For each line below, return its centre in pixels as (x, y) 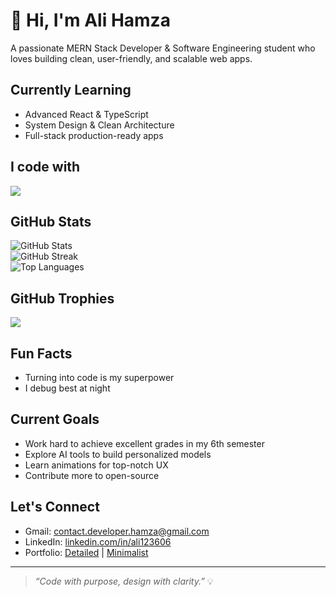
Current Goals (55, 419)
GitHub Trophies (62, 298)
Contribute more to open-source (92, 475)
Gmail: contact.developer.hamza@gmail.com (117, 531)
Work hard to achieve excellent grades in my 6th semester (144, 443)
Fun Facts (41, 353)
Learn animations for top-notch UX (96, 465)
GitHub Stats (51, 221)
